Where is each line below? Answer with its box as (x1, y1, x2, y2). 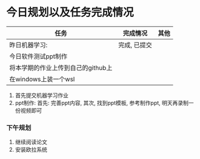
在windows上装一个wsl (9, 75, 75, 83)
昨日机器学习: (9, 41, 48, 49)
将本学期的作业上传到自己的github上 (9, 63, 113, 72)
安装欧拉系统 (15, 146, 47, 154)
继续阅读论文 (15, 138, 47, 146)
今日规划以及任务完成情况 (6, 5, 135, 19)
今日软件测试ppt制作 (9, 52, 68, 61)
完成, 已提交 (118, 41, 153, 49)
